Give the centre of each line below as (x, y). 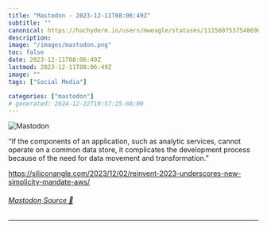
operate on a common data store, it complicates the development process (129, 150)
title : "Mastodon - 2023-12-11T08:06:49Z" (79, 15)
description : (30, 38)
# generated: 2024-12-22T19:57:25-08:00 (76, 104)
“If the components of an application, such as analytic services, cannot (124, 141)
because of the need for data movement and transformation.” (108, 158)
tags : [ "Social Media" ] (48, 82)
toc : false (26, 52)
